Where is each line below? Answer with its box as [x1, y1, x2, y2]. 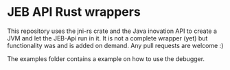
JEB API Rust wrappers [7, 4, 141, 20]
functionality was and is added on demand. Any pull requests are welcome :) [7, 41, 224, 49]
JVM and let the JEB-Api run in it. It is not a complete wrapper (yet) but [7, 34, 208, 42]
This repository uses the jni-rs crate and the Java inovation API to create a [7, 27, 218, 35]
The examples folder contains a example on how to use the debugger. [7, 54, 205, 62]
